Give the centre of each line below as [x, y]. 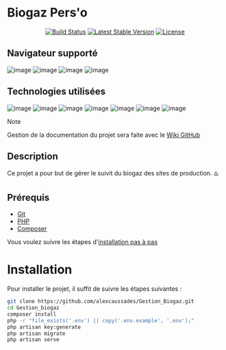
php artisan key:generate [44, 327]
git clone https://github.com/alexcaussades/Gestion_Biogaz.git [101, 302]
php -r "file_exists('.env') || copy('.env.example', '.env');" [101, 320]
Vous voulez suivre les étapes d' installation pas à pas [83, 242]
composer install [32, 314]
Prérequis [28, 197]
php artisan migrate [37, 333]
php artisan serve [33, 340]
